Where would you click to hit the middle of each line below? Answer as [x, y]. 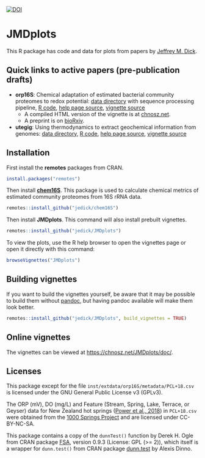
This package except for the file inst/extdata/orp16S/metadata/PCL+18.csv [100, 386]
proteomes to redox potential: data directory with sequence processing [104, 101]
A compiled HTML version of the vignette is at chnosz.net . [97, 114]
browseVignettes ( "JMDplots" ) [43, 260]
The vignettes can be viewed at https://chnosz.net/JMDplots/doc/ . [90, 352]
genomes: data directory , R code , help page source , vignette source [101, 133]
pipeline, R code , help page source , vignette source [80, 108]
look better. [21, 307]
